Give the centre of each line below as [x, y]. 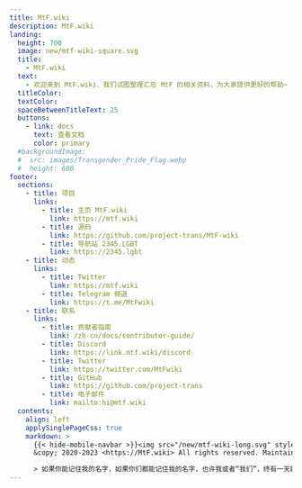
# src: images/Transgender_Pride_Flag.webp [102, 160]
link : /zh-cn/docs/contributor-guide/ [122, 336]
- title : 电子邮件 [73, 394]
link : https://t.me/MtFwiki [102, 303]
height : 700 [40, 43]
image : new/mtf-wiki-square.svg [78, 51]
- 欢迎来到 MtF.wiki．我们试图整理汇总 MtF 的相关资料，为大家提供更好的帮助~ [157, 85]
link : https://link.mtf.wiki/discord [120, 352]
